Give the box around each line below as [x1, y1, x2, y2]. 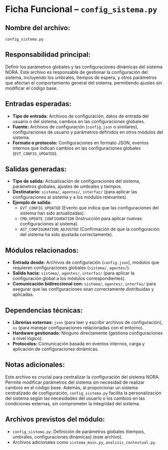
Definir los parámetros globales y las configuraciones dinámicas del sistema [5, 64, 163, 70]
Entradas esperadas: [5, 99, 72, 108]
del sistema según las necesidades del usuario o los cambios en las [5, 395, 145, 401]
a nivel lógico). [12, 335, 43, 342]
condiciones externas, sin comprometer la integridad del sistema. [5, 400, 140, 406]
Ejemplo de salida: [12, 199, 52, 205]
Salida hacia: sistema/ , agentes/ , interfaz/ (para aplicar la [12, 270, 134, 276]
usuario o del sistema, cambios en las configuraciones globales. [12, 118, 145, 124]
